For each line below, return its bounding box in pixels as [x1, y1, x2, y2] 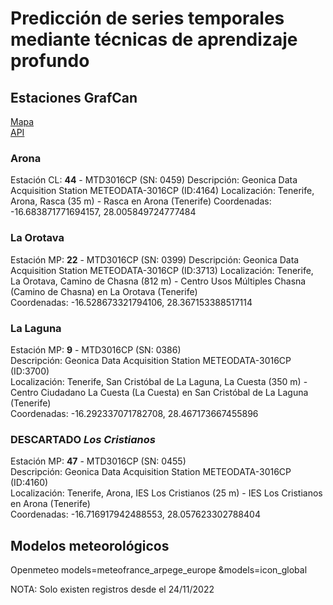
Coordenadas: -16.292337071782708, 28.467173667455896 [10, 407, 259, 419]
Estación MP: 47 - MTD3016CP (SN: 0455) [10, 455, 187, 467]
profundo [10, 50, 90, 72]
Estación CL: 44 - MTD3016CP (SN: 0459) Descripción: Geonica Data [10, 174, 298, 186]
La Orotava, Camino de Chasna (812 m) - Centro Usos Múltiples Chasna [10, 275, 307, 287]
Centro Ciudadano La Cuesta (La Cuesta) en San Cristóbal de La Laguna [10, 386, 309, 398]
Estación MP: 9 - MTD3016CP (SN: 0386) [10, 343, 182, 356]
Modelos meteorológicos [10, 537, 170, 554]
